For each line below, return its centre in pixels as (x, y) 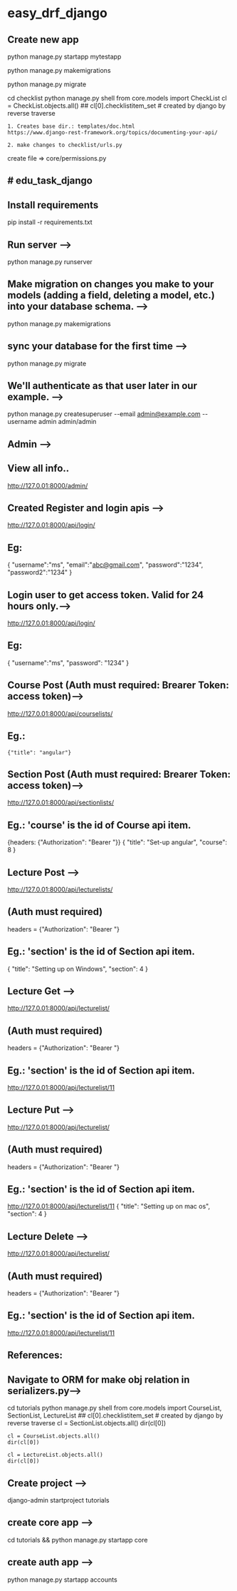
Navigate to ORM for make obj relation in (99, 1379)
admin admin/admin (67, 422)
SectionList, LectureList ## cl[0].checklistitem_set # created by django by (115, 1415)
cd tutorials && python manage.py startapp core (78, 1540)
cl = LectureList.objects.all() (55, 1455)
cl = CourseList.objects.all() (54, 1436)
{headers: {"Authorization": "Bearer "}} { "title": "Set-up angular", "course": (117, 842)
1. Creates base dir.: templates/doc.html (71, 126)
